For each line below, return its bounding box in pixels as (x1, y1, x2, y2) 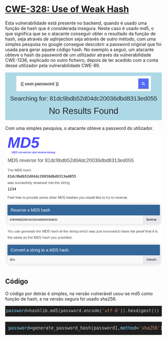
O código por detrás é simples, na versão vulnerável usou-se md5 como (5, 291, 153, 297)
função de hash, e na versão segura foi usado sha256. (5, 296, 117, 302)
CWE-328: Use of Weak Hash (5, 3, 129, 15)
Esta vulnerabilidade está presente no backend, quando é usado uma (5, 20, 147, 26)
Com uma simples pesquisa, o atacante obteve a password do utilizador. (5, 125, 154, 131)
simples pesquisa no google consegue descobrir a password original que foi (5, 41, 162, 47)
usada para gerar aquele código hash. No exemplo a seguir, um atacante (5, 46, 154, 52)
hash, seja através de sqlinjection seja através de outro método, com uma (5, 36, 156, 42)
